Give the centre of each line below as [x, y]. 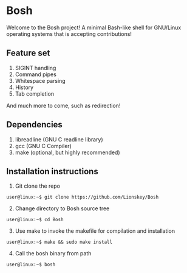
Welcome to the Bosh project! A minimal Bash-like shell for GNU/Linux [94, 27]
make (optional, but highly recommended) [67, 152]
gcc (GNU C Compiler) [43, 146]
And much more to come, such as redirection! [63, 105]
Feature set [28, 53]
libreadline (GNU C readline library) [59, 139]
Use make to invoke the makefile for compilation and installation [95, 231]
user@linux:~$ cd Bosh [35, 220]
